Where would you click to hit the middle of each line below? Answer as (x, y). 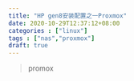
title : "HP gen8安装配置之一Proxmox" (68, 16)
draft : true (28, 46)
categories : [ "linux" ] (48, 30)
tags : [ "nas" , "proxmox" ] (51, 38)
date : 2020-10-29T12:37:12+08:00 (64, 23)
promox (41, 68)
